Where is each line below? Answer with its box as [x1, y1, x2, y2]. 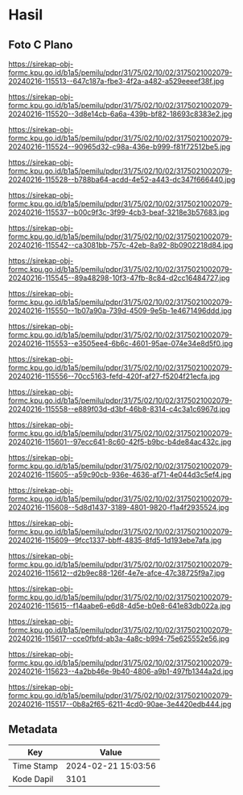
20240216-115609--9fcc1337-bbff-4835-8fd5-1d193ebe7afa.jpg [8, 535, 222, 545]
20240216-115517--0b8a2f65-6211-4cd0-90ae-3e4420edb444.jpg [8, 700, 232, 709]
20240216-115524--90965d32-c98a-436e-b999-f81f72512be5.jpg [8, 142, 231, 151]
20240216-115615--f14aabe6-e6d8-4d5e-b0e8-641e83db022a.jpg [8, 601, 231, 610]
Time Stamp [12, 760, 59, 772]
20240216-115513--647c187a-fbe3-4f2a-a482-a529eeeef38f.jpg [8, 77, 224, 86]
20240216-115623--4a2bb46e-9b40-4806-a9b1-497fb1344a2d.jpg [8, 667, 233, 676]
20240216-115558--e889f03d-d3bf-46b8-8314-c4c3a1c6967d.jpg [8, 404, 231, 413]
